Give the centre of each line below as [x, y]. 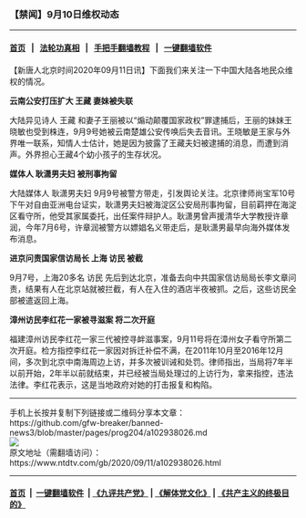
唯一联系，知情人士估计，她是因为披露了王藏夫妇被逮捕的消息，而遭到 [148, 142]
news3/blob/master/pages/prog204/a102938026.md [108, 432]
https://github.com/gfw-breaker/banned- [87, 422]
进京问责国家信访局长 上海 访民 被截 [76, 258]
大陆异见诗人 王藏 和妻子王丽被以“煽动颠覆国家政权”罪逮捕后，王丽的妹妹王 [151, 119]
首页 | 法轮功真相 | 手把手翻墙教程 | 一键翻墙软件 [111, 47]
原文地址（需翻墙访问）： [56, 452]
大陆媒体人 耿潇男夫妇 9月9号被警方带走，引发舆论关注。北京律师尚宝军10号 [153, 192]
